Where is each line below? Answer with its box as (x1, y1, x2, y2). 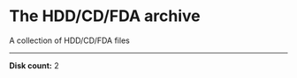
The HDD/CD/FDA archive (9, 6, 201, 26)
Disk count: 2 (9, 60, 59, 71)
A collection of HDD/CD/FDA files (9, 35, 130, 46)
